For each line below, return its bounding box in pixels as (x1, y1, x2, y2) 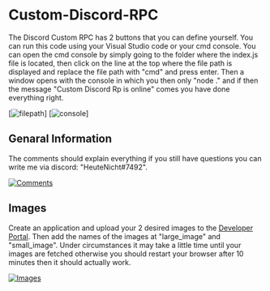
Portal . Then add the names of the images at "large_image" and (8, 231, 221, 241)
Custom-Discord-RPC (8, 6, 159, 24)
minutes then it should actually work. (8, 257, 131, 267)
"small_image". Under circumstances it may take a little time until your (8, 240, 242, 250)
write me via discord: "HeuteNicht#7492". (8, 162, 148, 172)
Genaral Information (8, 132, 112, 146)
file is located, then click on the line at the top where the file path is (8, 58, 233, 68)
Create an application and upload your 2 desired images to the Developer (8, 223, 254, 233)
